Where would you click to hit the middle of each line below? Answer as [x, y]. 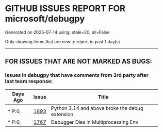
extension [62, 114]
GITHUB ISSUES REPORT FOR [65, 8]
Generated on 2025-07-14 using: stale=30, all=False [57, 32]
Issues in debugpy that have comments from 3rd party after [77, 75]
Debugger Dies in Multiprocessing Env [95, 122]
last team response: [29, 82]
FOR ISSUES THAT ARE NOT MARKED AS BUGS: [79, 61]
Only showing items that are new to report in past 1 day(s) [63, 41]
